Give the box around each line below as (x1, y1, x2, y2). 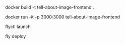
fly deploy (5, 33, 26, 39)
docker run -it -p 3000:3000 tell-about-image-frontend (5, 14, 120, 19)
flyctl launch (5, 23, 31, 29)
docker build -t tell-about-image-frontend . (5, 4, 94, 10)
